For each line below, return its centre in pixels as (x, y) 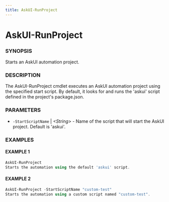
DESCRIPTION (23, 75)
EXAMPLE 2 (18, 179)
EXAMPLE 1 (18, 152)
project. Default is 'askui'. (39, 126)
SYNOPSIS (19, 51)
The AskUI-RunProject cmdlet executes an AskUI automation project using (83, 86)
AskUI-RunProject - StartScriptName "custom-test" (59, 189)
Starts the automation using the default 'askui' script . (68, 167)
